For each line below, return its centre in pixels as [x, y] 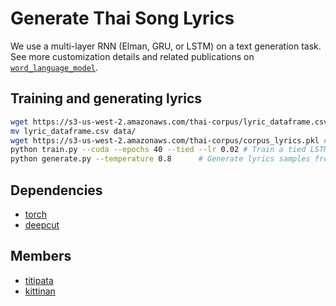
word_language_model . [54, 67]
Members [41, 256]
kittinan [40, 291]
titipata [39, 280]
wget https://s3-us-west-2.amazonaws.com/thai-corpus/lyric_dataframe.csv [169, 122]
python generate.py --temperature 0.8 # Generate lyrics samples [160, 159]
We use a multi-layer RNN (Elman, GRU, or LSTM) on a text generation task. [166, 46]
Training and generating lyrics [106, 98]
